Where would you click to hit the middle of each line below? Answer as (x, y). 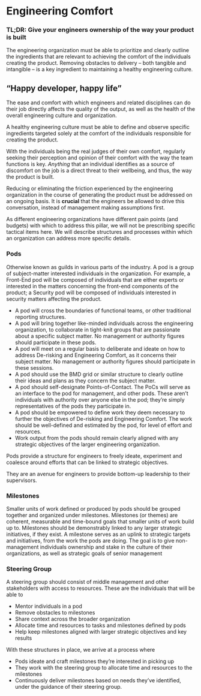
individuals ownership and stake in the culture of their (106, 547)
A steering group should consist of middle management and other (88, 582)
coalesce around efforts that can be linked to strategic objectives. (88, 462)
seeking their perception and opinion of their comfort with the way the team (100, 158)
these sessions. (34, 367)
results (23, 638)
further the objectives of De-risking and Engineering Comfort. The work (103, 418)
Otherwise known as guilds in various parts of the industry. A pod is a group (100, 267)
